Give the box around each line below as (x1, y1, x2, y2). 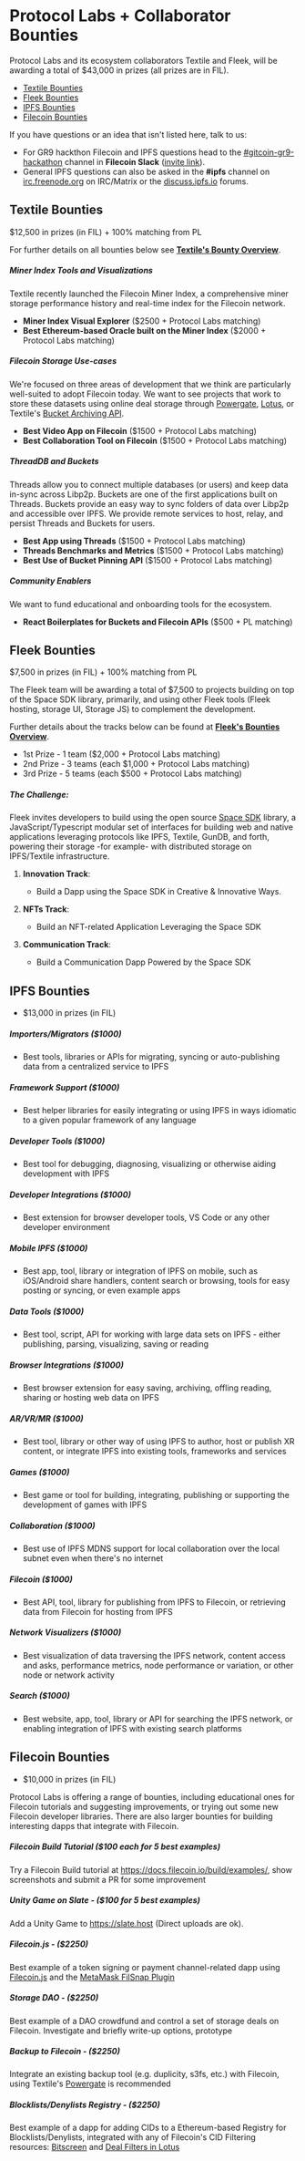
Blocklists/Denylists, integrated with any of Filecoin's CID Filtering (9, 2132, 257, 2143)
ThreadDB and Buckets (9, 456, 99, 467)
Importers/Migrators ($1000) (9, 1028, 122, 1039)
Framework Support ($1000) (9, 1081, 120, 1092)
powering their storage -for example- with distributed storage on (9, 841, 252, 853)
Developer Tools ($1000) (9, 1135, 106, 1146)
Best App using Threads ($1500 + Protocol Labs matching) (22, 535, 246, 546)
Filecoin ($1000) (9, 1574, 73, 1585)
